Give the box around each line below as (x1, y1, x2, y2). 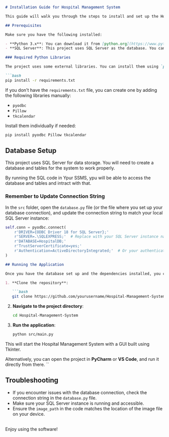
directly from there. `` (5, 361, 49, 367)
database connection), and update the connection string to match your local (5, 209, 163, 215)
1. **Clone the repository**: (5, 280, 69, 285)
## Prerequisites (5, 23, 42, 28)
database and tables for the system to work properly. (5, 165, 115, 171)
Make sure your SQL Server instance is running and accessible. (12, 400, 144, 406)
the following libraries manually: (5, 92, 71, 98)
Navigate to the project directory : (12, 303, 84, 309)
